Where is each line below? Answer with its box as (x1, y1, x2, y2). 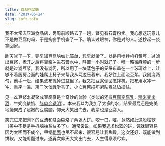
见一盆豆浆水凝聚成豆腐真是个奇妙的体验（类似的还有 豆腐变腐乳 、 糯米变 (5, 94, 151, 100)
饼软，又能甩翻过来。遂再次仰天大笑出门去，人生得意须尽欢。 (5, 136, 130, 142)
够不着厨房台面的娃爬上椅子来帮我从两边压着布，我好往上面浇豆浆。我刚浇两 (5, 72, 160, 78)
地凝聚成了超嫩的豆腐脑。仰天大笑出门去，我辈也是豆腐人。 (5, 107, 126, 113)
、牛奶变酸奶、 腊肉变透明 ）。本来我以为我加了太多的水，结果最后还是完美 (9, 100, 158, 106)
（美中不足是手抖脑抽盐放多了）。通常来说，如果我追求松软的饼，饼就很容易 (5, 123, 158, 129)
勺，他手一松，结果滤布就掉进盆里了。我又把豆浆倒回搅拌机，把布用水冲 (5, 78, 151, 84)
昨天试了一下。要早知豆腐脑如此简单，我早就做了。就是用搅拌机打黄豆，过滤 (5, 53, 160, 59)
